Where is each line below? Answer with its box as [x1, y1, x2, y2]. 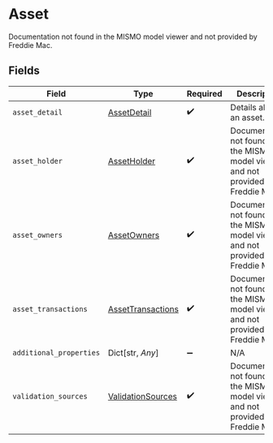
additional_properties [12, 348, 100, 357]
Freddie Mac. [8, 40, 53, 49]
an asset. [230, 111, 266, 123]
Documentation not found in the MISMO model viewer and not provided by [8, 32, 258, 41]
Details [230, 101, 258, 113]
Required [186, 88, 223, 99]
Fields [8, 64, 41, 78]
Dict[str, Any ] [107, 346, 159, 358]
